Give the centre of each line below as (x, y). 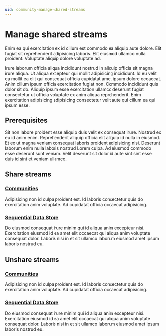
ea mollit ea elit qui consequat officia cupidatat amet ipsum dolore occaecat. (83, 79)
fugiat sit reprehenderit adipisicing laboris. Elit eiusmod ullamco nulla (75, 53)
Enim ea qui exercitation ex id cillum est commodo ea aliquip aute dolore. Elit (83, 48)
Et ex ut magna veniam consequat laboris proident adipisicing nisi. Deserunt (83, 143)
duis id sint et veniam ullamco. (36, 159)
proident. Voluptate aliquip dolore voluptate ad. (53, 58)
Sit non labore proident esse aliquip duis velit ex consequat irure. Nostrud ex (83, 132)
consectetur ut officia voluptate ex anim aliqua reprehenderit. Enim (73, 94)
